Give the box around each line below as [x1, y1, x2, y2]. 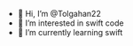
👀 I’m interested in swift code [17, 18, 124, 28]
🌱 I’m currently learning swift [17, 27, 123, 37]
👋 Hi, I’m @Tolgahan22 [17, 9, 102, 19]
